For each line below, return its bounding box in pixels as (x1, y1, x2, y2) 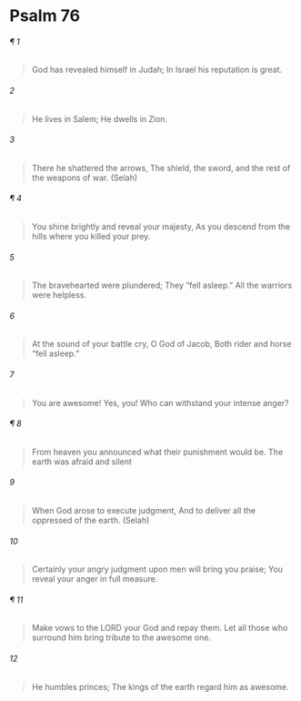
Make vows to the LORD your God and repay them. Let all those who (31, 623, 288, 634)
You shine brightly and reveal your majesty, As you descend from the (31, 221, 291, 232)
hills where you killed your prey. (31, 231, 151, 241)
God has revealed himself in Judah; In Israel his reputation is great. (31, 65, 283, 76)
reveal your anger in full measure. (31, 574, 158, 584)
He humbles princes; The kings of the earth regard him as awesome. (31, 681, 289, 692)
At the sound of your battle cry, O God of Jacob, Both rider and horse (31, 339, 292, 350)
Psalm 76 (9, 5, 80, 26)
